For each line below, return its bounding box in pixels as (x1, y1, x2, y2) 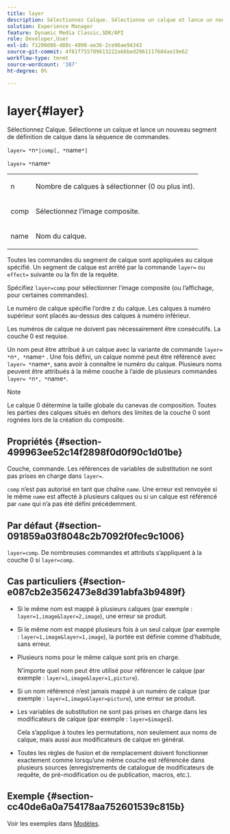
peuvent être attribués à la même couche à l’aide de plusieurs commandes (7, 368, 218, 376)
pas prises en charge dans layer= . (7, 472, 104, 480)
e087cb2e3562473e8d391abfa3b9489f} (7, 586, 186, 598)
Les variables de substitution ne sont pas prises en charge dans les (16, 707, 207, 715)
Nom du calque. (35, 231, 87, 241)
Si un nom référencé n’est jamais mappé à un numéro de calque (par (16, 687, 211, 695)
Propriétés (7, 436, 53, 447)
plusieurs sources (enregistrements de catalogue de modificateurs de (16, 763, 214, 772)
